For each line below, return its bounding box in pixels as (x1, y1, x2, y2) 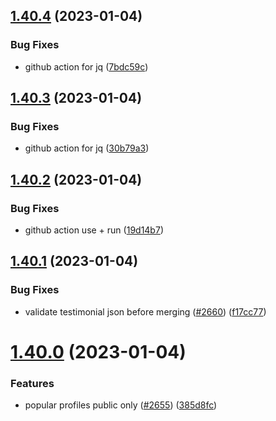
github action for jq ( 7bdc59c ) (24, 60, 149, 73)
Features (10, 376, 55, 390)
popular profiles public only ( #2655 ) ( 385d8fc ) (24, 399, 218, 411)
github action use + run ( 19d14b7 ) (24, 224, 164, 236)
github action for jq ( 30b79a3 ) (24, 142, 150, 154)
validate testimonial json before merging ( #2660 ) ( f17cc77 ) (24, 305, 267, 318)
